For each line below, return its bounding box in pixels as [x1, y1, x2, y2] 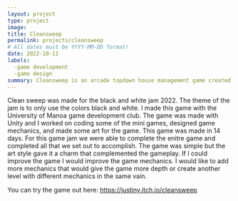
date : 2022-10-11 [7, 51, 59, 58]
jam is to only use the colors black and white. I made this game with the [7, 104, 217, 113]
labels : [7, 57, 31, 64]
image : [7, 24, 27, 31]
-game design [14, 70, 53, 77]
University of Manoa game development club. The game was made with [7, 111, 219, 120]
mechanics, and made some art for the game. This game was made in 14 [7, 126, 221, 135]
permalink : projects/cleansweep [7, 37, 103, 44]
